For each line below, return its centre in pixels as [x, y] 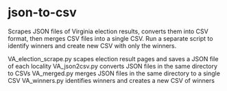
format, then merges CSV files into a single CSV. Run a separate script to [110, 38]
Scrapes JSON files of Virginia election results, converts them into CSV [108, 31]
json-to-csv [43, 13]
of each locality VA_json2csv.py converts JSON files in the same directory [113, 66]
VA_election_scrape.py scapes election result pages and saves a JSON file [113, 58]
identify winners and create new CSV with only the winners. [92, 45]
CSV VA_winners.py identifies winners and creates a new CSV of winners [111, 80]
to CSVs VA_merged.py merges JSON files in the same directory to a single [114, 73]
